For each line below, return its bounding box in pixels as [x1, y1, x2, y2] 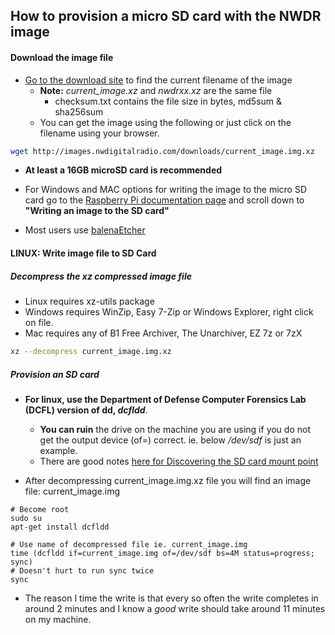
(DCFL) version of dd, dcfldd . [24, 404, 148, 416]
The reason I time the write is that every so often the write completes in [24, 592, 319, 604]
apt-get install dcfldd [10, 522, 110, 532]
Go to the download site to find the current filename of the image [24, 74, 293, 86]
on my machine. [24, 613, 92, 625]
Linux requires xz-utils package [24, 295, 155, 308]
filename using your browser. [39, 127, 160, 139]
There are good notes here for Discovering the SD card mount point [39, 455, 319, 467]
